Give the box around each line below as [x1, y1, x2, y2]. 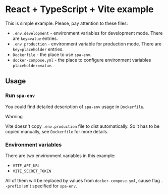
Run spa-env [5, 92, 35, 99]
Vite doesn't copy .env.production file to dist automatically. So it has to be [5, 123, 160, 129]
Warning [5, 113, 23, 119]
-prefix [5, 183, 22, 189]
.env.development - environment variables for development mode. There [12, 30, 163, 36]
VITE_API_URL [12, 163, 40, 168]
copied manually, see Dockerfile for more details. [5, 128, 108, 134]
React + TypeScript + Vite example [5, 4, 154, 15]
